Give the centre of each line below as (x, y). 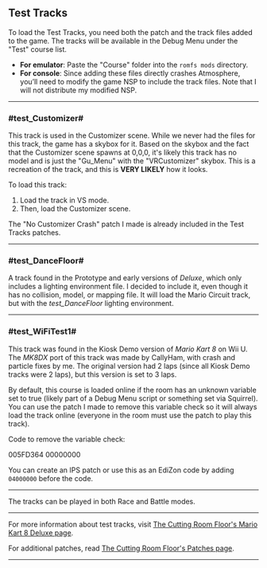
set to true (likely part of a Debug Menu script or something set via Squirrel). (133, 398)
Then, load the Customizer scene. (75, 209)
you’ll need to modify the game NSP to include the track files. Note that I (138, 81)
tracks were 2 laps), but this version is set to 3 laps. (93, 374)
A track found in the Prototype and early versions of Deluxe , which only (125, 278)
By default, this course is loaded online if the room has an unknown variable (132, 390)
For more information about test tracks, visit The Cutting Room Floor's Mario (133, 524)
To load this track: (38, 185)
